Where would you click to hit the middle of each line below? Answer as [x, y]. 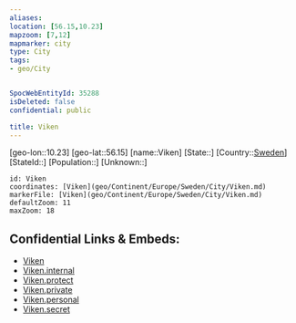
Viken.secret [46, 309]
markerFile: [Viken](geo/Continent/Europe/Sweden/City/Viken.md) [136, 195]
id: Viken [28, 179]
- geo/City [30, 69]
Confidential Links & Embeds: [95, 239]
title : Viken [34, 127]
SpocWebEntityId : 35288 [55, 93]
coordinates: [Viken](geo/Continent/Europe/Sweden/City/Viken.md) [138, 187]
